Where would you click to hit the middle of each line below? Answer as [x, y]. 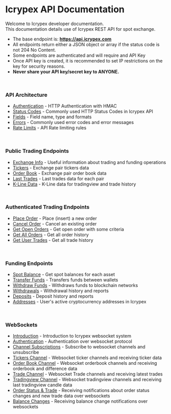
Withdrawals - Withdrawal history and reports [60, 291]
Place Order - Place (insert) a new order [55, 218]
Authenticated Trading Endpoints [47, 207]
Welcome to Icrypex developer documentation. [55, 24]
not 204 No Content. [34, 50]
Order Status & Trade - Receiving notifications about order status [81, 390]
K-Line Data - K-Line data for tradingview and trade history [74, 184]
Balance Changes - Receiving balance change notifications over [80, 401]
